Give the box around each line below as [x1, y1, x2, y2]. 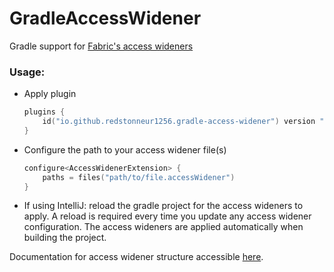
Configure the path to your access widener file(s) [23, 143, 227, 156]
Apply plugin [23, 88, 77, 100]
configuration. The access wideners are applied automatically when [23, 221, 304, 233]
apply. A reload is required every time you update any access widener [23, 210, 312, 222]
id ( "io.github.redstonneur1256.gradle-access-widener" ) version [42, 117, 316, 127]
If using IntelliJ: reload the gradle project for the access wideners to [23, 200, 304, 212]
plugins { [23, 107, 66, 117]
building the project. [23, 232, 107, 244]
